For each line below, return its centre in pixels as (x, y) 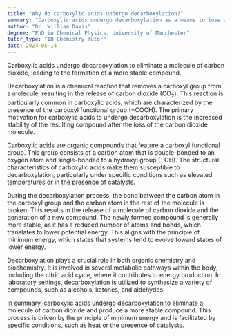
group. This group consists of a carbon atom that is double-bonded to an (111, 152)
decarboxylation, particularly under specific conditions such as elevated (110, 174)
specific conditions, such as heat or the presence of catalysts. (96, 325)
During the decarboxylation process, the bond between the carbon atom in (114, 195)
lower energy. (27, 247)
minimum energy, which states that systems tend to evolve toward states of (115, 239)
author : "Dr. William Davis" (49, 26)
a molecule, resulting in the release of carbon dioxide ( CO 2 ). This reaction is (115, 94)
